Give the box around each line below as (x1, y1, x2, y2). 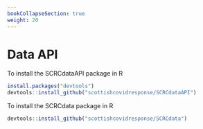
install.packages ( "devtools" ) (7, 83, 95, 90)
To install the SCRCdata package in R (7, 102, 114, 110)
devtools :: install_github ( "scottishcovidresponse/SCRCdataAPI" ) (7, 89, 197, 96)
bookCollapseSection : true (7, 10, 85, 17)
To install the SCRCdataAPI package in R (7, 69, 123, 78)
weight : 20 (7, 17, 39, 24)
